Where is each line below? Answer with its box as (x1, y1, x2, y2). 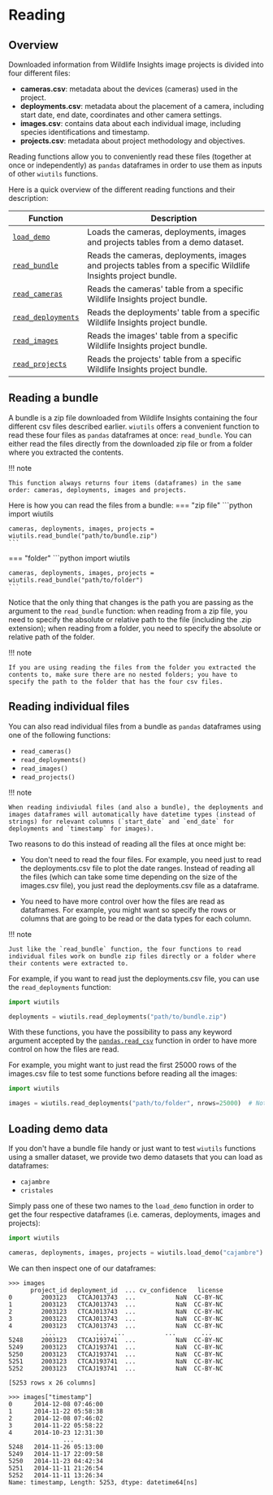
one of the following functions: (8, 730, 111, 739)
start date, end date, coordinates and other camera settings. (19, 110, 222, 120)
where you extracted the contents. (8, 447, 124, 457)
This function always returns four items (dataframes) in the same (8, 478, 242, 487)
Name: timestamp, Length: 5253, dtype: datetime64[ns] (8, 1478, 198, 1486)
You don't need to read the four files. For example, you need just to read (19, 854, 262, 864)
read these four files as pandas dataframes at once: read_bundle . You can (8, 429, 252, 440)
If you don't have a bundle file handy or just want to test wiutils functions (8, 1143, 256, 1153)
